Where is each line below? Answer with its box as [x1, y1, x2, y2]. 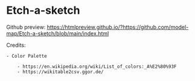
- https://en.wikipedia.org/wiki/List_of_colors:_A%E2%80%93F [17, 64, 177, 70]
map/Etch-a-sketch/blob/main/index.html [6, 29, 109, 37]
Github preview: [6, 23, 46, 31]
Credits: [6, 41, 26, 49]
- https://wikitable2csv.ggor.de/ [17, 68, 104, 75]
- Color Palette [6, 53, 47, 59]
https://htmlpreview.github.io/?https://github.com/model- [46, 23, 189, 31]
